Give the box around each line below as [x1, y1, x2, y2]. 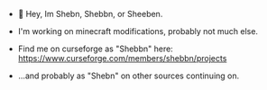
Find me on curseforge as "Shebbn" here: [17, 43, 173, 54]
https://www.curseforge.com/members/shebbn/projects [17, 53, 227, 63]
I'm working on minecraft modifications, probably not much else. [17, 26, 259, 36]
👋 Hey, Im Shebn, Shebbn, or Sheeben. [17, 9, 163, 19]
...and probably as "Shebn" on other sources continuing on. [17, 70, 240, 81]
